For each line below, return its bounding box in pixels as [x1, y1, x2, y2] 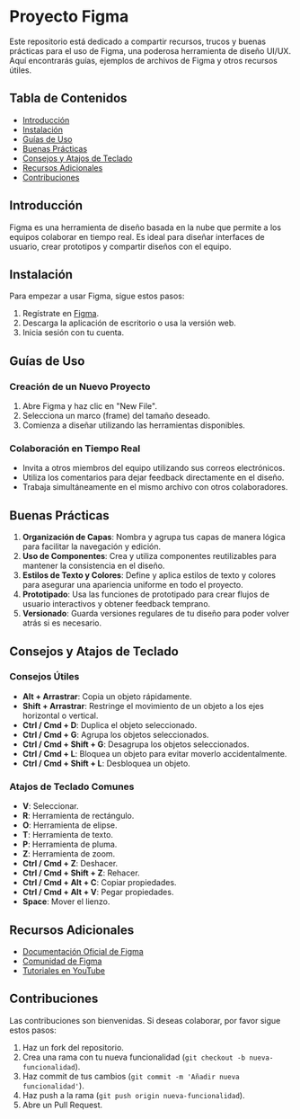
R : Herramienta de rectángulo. [22, 811, 135, 821]
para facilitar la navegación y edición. [22, 541, 162, 552]
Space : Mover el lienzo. [22, 896, 110, 907]
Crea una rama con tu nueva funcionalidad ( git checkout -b [22, 1052, 246, 1062]
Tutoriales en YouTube [22, 964, 106, 976]
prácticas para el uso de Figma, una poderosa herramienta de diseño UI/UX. [9, 45, 292, 56]
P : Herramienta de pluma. [22, 839, 118, 850]
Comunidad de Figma [22, 955, 102, 966]
